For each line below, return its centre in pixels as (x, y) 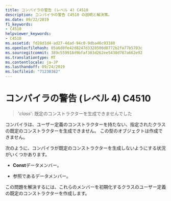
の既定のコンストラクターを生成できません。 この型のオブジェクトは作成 (82, 131)
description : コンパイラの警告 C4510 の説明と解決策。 (59, 15)
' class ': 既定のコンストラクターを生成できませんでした (75, 113)
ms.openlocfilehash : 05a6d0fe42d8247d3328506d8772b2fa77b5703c (74, 48)
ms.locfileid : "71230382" (33, 72)
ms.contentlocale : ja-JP (32, 62)
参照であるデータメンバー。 (42, 176)
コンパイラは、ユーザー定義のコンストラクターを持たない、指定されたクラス (86, 124)
